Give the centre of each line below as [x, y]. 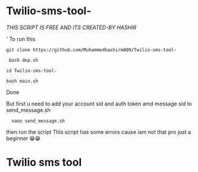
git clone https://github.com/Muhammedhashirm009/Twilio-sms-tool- [92, 50]
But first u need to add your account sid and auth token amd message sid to [99, 104]
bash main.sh [22, 81]
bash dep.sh [23, 60]
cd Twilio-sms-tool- [32, 71]
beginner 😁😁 [23, 138]
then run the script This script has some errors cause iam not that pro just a [99, 132]
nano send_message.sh [38, 121]
